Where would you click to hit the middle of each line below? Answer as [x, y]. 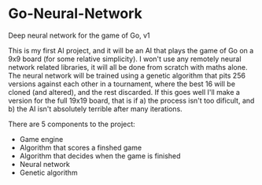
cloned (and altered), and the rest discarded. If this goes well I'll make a [124, 92]
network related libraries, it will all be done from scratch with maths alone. [128, 67]
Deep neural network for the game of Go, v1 [79, 35]
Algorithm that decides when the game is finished [100, 156]
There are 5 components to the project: [72, 124]
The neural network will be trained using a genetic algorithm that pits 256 [127, 75]
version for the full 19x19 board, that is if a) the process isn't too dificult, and [131, 100]
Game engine [41, 139]
